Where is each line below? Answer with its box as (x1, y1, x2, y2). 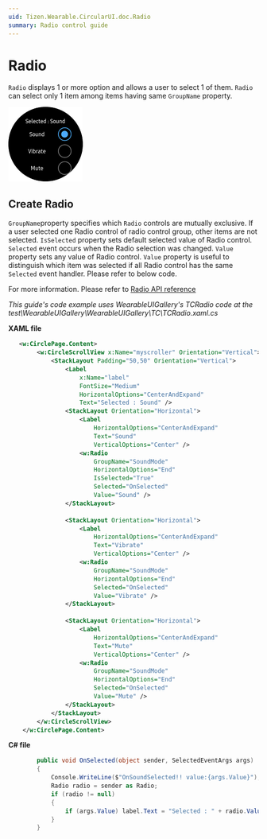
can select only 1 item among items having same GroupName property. (8, 91, 233, 101)
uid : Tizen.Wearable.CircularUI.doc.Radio (8, 13, 151, 21)
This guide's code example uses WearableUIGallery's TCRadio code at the (8, 300, 253, 309)
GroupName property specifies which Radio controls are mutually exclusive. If (8, 219, 253, 228)
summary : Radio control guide (8, 21, 109, 29)
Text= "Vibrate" (93, 542, 145, 550)
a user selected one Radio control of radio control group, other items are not (8, 227, 258, 236)
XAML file (8, 324, 42, 333)
